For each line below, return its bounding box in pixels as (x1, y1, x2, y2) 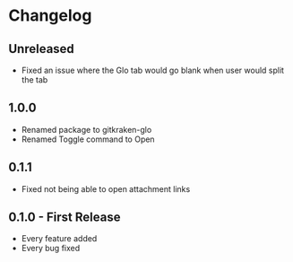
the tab (21, 74, 48, 85)
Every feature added (21, 233, 98, 244)
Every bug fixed (21, 243, 81, 254)
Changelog (8, 5, 92, 26)
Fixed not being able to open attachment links (21, 183, 191, 194)
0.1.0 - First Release (8, 210, 121, 225)
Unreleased (8, 41, 75, 57)
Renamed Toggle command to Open (21, 134, 155, 144)
